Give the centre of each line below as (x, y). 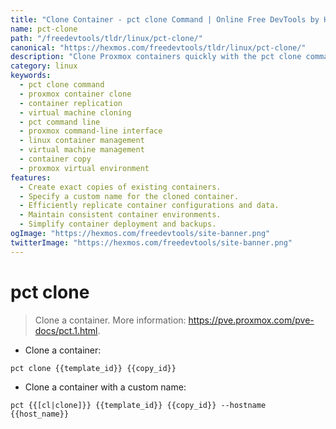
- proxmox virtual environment (84, 168)
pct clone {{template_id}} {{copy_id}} (93, 368)
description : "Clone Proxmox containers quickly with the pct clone (156, 57)
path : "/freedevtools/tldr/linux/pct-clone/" (106, 38)
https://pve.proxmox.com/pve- (251, 320)
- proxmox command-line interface (91, 131)
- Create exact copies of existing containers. (120, 187)
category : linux (44, 66)
